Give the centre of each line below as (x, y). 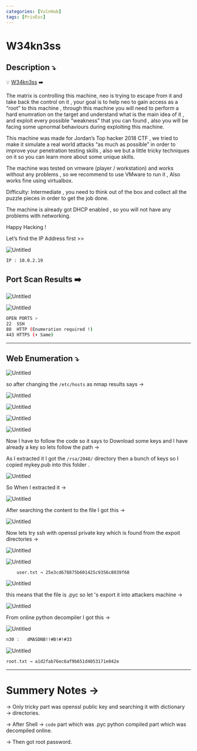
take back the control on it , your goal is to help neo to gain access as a (92, 102)
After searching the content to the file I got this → (66, 510)
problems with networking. (38, 216)
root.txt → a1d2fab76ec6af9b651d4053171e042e (62, 662)
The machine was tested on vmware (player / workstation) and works (90, 168)
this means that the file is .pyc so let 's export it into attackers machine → (94, 595)
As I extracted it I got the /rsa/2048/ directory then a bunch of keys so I (92, 458)
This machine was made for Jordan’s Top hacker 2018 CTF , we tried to (92, 138)
